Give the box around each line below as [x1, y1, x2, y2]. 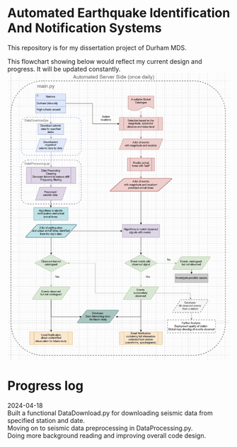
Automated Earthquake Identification [7, 5, 231, 21]
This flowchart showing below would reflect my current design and [7, 57, 203, 65]
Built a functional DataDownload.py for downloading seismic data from [7, 409, 214, 417]
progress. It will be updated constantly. [7, 64, 121, 73]
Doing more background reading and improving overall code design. [7, 431, 207, 440]
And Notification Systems [7, 20, 162, 36]
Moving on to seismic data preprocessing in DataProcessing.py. [7, 424, 193, 433]
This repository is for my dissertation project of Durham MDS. [7, 43, 187, 52]
